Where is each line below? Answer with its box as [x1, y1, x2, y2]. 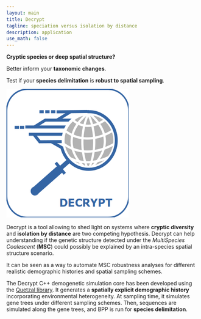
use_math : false [6, 35, 48, 42]
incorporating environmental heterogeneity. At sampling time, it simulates [6, 293, 190, 300]
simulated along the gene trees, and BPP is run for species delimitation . [6, 306, 188, 313]
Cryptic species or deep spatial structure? [6, 53, 116, 61]
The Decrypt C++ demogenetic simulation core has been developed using [6, 280, 192, 287]
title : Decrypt [6, 16, 45, 23]
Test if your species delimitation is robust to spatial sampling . [6, 77, 164, 84]
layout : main [6, 10, 40, 16]
